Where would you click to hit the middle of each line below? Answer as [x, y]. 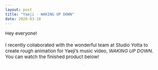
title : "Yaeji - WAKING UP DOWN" [40, 14]
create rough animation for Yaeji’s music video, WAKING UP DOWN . [79, 51]
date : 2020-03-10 [23, 19]
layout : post [19, 10]
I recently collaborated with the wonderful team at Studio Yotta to [77, 45]
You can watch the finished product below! [52, 57]
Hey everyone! [21, 34]
